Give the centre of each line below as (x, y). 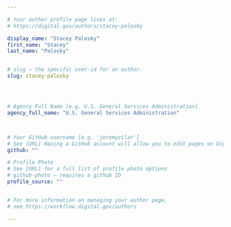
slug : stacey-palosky (38, 76)
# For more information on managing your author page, (87, 200)
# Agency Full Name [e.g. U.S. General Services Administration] (102, 107)
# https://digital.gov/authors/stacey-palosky (75, 26)
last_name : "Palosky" (38, 51)
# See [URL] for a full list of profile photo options (87, 169)
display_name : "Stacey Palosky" (53, 39)
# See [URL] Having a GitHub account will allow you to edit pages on (110, 144)
